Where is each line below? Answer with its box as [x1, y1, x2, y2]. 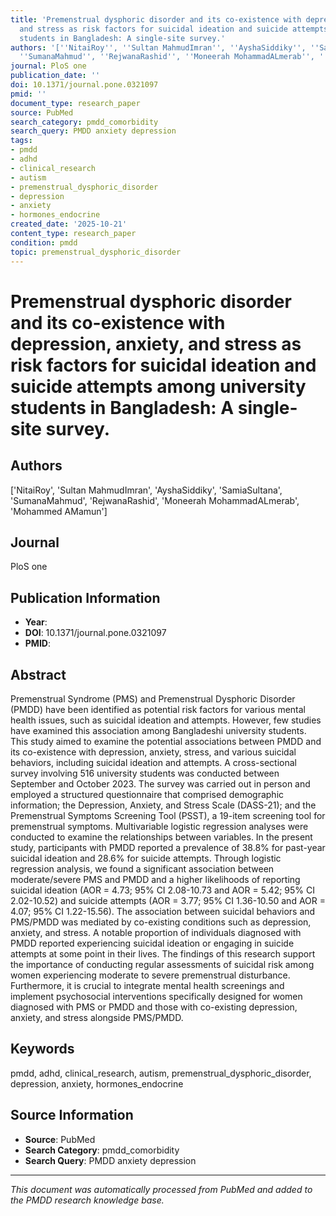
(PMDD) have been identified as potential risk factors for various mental [10, 703, 306, 715]
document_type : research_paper [10, 98, 141, 108]
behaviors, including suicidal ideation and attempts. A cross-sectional [10, 756, 297, 768]
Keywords [10, 1041, 75, 1058]
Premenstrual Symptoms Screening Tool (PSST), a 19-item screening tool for [10, 809, 326, 821]
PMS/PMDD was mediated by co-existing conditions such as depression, [10, 916, 312, 928]
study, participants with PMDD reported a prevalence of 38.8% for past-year [10, 841, 326, 853]
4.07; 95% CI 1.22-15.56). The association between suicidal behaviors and [10, 905, 316, 917]
